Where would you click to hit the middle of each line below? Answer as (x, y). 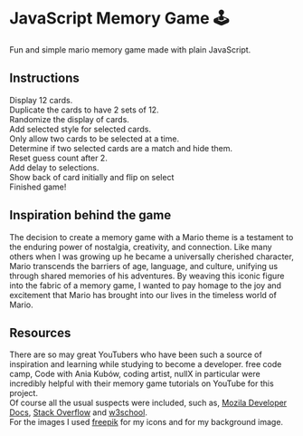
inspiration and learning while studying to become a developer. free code (146, 364)
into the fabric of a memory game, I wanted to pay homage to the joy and (146, 285)
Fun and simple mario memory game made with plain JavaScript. (130, 49)
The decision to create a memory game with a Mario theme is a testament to (151, 237)
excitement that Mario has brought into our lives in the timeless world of (143, 295)
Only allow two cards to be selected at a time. (94, 139)
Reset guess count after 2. (59, 158)
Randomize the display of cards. (69, 119)
